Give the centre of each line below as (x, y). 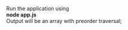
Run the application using (38, 9)
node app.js (21, 15)
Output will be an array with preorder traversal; (64, 21)
